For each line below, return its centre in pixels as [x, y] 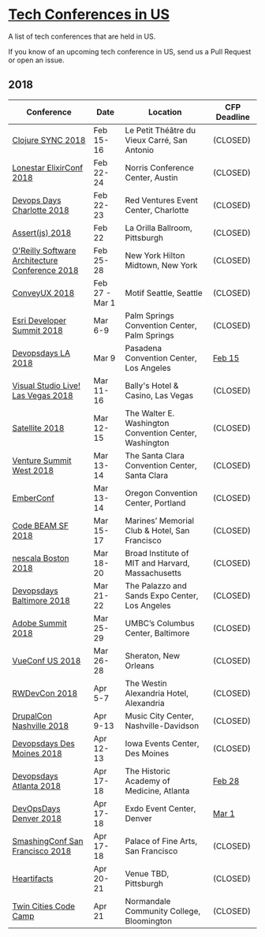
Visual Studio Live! [47, 386]
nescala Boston [41, 558]
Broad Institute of [157, 553]
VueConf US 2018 [47, 660]
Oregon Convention [161, 493]
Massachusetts [153, 573]
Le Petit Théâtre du [160, 130]
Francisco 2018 [42, 851]
